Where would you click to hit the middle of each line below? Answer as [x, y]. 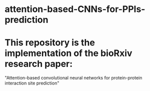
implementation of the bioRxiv [68, 53]
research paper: [39, 64]
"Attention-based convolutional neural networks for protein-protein [73, 78]
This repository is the [50, 43]
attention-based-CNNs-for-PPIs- [75, 9]
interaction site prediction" [32, 83]
